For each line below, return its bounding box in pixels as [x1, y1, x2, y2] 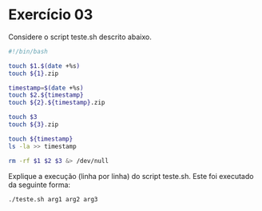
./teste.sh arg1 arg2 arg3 [8, 195, 98, 203]
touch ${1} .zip [8, 70, 59, 78]
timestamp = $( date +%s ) [8, 84, 84, 92]
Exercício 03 [8, 6, 93, 24]
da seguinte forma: [8, 180, 70, 189]
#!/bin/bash [8, 47, 48, 55]
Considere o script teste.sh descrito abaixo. [8, 32, 152, 42]
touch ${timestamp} [8, 134, 73, 143]
